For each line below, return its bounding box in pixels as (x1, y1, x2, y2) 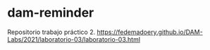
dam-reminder (7, 5, 94, 21)
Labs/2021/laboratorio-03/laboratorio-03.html (7, 35, 141, 43)
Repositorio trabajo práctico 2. (7, 28, 96, 36)
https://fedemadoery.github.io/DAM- (97, 28, 203, 36)
